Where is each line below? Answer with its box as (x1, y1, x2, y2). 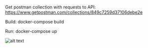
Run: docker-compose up (5, 28, 57, 34)
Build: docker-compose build (5, 19, 64, 24)
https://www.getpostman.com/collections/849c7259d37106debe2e (5, 9, 143, 15)
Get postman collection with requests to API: (5, 4, 96, 10)
